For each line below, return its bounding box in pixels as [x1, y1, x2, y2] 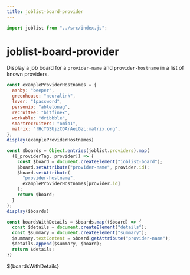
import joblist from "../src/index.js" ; [6, 25, 108, 31]
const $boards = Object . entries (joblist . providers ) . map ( [6, 148, 150, 154]
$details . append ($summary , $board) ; [12, 241, 102, 247]
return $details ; [12, 246, 55, 252]
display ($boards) [6, 208, 50, 214]
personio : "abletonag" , [12, 104, 70, 110]
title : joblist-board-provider [6, 8, 84, 15]
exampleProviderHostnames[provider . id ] [22, 181, 120, 187]
